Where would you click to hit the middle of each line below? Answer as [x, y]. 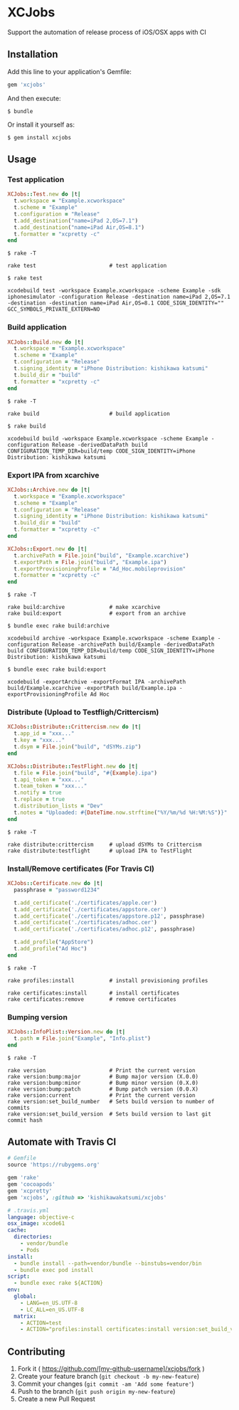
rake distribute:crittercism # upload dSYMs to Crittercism [105, 844]
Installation [33, 54]
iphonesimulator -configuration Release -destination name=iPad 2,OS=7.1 [119, 297]
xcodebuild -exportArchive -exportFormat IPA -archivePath [97, 682]
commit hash [25, 1120]
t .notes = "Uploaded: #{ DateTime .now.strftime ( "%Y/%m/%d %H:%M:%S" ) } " [121, 812]
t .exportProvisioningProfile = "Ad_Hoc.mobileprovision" [100, 569]
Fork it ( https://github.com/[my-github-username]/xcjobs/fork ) [111, 1369]
